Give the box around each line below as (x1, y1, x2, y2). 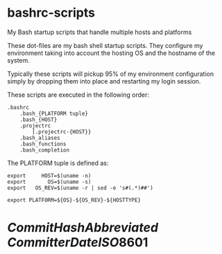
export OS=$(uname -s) (7, 178, 92, 185)
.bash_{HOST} (19, 116, 58, 123)
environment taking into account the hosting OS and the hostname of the (7, 49, 216, 57)
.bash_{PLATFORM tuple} (19, 110, 89, 117)
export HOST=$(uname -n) (7, 172, 92, 179)
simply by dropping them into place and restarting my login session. (7, 77, 201, 85)
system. (7, 56, 30, 64)
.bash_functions (19, 141, 67, 148)
